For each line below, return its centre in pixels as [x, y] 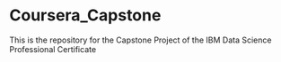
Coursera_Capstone [85, 15]
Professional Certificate [53, 49]
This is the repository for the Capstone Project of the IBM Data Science [140, 40]
